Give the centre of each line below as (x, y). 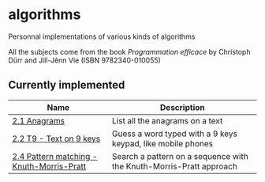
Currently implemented (67, 85)
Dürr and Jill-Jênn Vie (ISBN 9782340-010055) (85, 60)
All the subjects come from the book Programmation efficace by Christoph (129, 51)
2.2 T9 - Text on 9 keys (56, 138)
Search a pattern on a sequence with (180, 156)
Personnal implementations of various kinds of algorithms (102, 36)
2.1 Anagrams (39, 120)
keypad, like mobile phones (162, 143)
